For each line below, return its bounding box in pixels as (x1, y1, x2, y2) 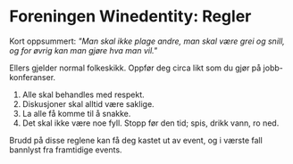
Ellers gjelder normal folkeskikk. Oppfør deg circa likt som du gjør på (9, 62, 262, 73)
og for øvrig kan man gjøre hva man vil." (9, 45, 158, 55)
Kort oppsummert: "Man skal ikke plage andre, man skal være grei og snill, (9, 36, 286, 46)
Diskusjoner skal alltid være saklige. (21, 98, 155, 109)
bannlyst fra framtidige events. (9, 144, 122, 155)
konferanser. (9, 71, 56, 82)
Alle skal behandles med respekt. (21, 89, 145, 100)
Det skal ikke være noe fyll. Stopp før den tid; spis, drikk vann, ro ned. (21, 118, 280, 128)
